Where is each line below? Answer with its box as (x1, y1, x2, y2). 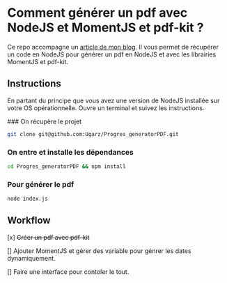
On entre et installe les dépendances (7, 147, 134, 157)
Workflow (7, 215, 51, 227)
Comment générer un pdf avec (7, 5, 188, 21)
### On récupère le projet (7, 117, 82, 125)
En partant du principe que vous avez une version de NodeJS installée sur (7, 96, 220, 105)
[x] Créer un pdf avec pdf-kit (7, 233, 90, 241)
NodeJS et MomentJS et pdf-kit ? (7, 20, 204, 36)
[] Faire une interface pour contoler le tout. (7, 267, 130, 276)
